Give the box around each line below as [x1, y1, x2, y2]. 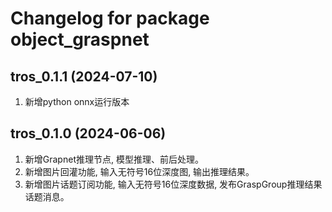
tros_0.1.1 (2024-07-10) [10, 68, 158, 85]
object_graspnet [10, 28, 150, 51]
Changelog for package [10, 7, 210, 30]
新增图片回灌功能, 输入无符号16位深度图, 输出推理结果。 [24, 165, 255, 177]
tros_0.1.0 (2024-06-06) [10, 125, 167, 142]
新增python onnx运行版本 [24, 96, 130, 107]
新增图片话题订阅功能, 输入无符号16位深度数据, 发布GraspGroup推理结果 [24, 178, 323, 190]
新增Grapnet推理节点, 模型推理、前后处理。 [24, 153, 204, 165]
